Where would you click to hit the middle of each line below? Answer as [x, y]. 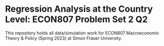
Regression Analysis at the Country [79, 9]
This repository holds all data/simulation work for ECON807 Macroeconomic [82, 33]
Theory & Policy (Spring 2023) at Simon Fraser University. [64, 38]
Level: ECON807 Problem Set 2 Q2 [77, 19]
